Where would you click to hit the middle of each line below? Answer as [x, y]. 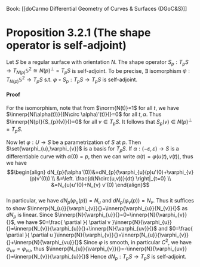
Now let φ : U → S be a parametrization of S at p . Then [74, 142]
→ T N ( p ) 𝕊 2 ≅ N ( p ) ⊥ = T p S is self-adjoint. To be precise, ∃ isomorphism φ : [98, 71]
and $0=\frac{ [175, 229]
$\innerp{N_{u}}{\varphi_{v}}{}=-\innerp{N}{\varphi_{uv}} [116, 249]
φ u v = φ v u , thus [25, 249]
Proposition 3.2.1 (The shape [79, 33]
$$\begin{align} [26, 172]
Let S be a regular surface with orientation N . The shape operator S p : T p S [98, 62]
